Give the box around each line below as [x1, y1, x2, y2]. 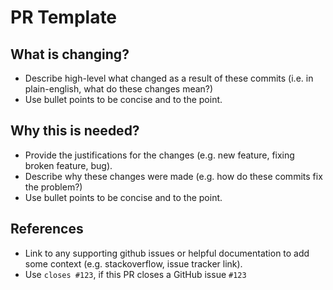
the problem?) [24, 181, 83, 193]
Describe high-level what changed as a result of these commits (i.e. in [24, 72, 314, 84]
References [10, 221, 84, 238]
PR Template [10, 6, 118, 29]
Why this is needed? [10, 122, 140, 140]
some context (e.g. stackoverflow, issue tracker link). [24, 257, 243, 270]
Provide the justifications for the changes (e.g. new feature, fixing [24, 149, 295, 161]
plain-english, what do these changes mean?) [24, 83, 214, 95]
